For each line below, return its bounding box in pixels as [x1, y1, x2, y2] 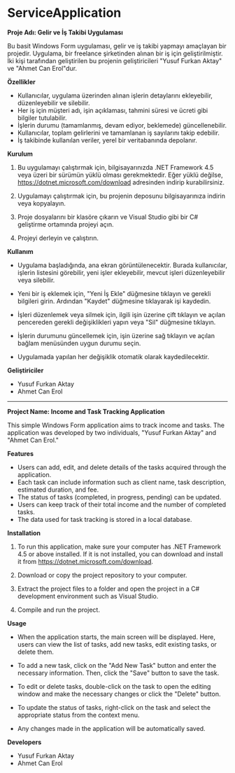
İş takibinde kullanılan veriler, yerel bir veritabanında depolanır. [17, 135, 198, 144]
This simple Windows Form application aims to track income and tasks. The [7, 421, 225, 429]
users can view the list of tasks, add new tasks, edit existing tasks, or [17, 640, 217, 648]
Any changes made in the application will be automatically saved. [17, 724, 206, 732]
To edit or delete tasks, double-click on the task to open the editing [17, 682, 211, 690]
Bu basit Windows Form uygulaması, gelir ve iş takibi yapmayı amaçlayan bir [7, 41, 227, 50]
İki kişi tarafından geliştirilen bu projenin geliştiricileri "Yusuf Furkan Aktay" [7, 56, 222, 65]
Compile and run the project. [17, 605, 100, 614]
